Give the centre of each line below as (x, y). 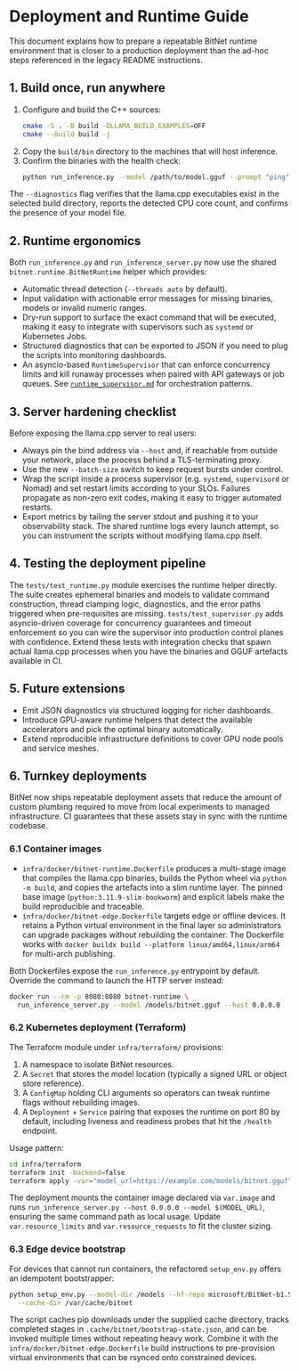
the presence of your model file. (68, 213)
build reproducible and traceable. (83, 906)
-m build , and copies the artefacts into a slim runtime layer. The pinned (152, 887)
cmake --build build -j (66, 134)
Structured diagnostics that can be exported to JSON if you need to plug (155, 346)
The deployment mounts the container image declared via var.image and (142, 1198)
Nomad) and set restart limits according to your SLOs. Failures (136, 488)
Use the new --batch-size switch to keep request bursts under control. (152, 469)
